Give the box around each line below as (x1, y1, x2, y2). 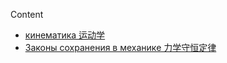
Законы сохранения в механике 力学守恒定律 (24, 42, 217, 53)
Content (10, 9, 44, 20)
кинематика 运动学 (24, 29, 106, 41)
